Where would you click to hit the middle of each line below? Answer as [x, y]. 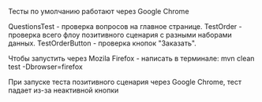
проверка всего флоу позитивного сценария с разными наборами [120, 35]
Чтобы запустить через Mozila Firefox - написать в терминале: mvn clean [131, 58]
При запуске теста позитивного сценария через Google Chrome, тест [125, 82]
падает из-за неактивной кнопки [64, 90]
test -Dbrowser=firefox [45, 67]
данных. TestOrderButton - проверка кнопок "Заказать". [103, 43]
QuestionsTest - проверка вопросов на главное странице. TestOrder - [125, 26]
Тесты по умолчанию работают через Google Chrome [99, 11]
